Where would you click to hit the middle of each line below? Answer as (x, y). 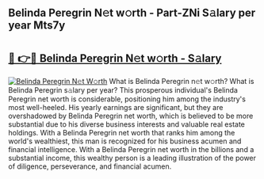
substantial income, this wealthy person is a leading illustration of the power (132, 158)
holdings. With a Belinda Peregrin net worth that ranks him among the (122, 133)
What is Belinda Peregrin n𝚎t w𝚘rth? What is (182, 81)
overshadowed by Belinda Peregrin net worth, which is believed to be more (131, 116)
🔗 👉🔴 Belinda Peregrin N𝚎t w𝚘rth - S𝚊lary (115, 58)
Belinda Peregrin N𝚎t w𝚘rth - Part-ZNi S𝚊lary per (132, 13)
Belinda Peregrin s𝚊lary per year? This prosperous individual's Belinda (123, 90)
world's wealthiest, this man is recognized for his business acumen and (125, 141)
